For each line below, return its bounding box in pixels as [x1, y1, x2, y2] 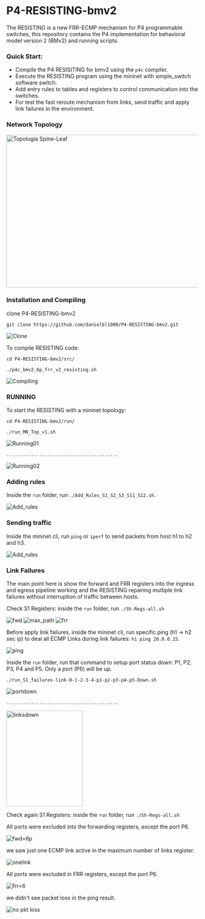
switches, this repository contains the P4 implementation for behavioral [6, 30, 185, 37]
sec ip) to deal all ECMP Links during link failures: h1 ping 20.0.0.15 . [6, 635, 180, 643]
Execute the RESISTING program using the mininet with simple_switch [15, 73, 191, 80]
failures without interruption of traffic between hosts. [6, 593, 139, 600]
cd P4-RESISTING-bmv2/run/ [6, 418, 75, 425]
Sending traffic [6, 519, 52, 527]
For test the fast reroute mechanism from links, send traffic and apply [15, 98, 190, 106]
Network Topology [6, 120, 63, 129]
